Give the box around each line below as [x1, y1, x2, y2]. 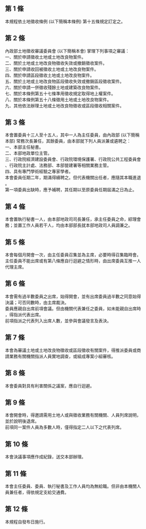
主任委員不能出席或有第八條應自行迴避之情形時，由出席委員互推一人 [5, 258, 141, 264]
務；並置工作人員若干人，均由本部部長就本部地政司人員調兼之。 [5, 222, 132, 228]
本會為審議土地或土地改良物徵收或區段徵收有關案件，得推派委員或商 [5, 347, 141, 353]
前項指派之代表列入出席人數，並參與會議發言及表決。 [5, 318, 112, 324]
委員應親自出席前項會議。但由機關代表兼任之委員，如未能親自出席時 [5, 306, 141, 311]
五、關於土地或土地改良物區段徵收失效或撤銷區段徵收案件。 [5, 78, 124, 84]
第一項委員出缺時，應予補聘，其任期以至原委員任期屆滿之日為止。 [5, 187, 137, 193]
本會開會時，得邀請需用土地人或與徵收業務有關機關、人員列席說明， [5, 412, 141, 418]
